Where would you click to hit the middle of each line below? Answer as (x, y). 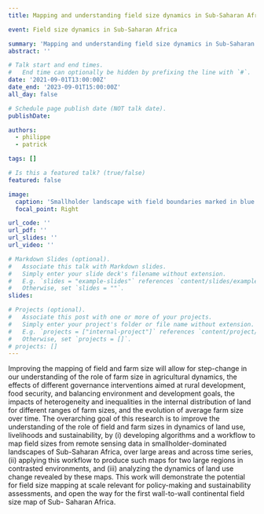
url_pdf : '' (27, 231)
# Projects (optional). (47, 310)
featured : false (35, 180)
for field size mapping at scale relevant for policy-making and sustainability (130, 485)
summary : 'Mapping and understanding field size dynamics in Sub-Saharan (132, 44)
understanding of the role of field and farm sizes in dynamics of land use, (127, 427)
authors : (22, 130)
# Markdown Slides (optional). (59, 259)
